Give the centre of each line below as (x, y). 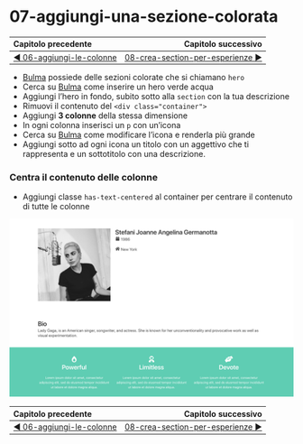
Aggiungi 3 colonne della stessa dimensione (105, 116)
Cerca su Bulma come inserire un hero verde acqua (118, 87)
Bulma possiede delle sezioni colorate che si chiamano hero (133, 78)
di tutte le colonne (56, 207)
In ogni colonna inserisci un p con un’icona (101, 125)
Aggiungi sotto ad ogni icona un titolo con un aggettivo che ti (136, 144)
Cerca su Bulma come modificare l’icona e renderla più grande (138, 135)
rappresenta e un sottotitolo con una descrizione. (114, 154)
